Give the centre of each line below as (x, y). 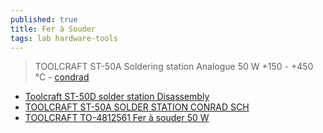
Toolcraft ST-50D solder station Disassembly (117, 97)
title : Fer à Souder (53, 29)
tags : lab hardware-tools (64, 38)
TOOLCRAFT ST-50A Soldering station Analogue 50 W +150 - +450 (174, 67)
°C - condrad (62, 77)
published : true (44, 19)
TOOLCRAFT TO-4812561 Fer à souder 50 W (117, 118)
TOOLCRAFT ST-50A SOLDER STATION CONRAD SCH (137, 107)
